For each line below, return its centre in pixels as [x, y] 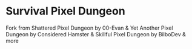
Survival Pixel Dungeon [65, 11]
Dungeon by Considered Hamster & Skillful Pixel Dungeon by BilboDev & [96, 34]
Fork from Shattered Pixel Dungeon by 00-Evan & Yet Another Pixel [89, 28]
